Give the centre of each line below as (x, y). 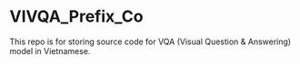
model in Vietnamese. (50, 50)
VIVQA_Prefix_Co (76, 17)
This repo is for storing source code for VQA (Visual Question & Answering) (150, 41)
